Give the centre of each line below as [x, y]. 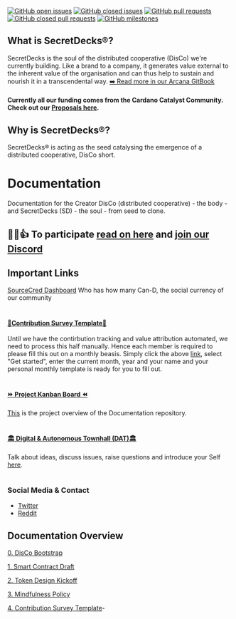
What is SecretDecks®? [60, 41]
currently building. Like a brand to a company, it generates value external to [118, 66]
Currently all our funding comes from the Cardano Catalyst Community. [116, 100]
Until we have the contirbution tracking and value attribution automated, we [118, 339]
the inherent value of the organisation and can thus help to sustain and [111, 73]
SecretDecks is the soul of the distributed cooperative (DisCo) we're [107, 58]
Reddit [27, 514]
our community [29, 298]
